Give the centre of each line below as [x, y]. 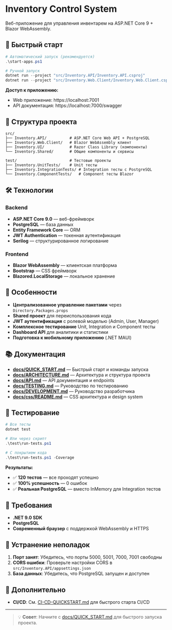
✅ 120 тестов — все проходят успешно [56, 477]
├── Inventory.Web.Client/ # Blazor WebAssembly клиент [68, 142]
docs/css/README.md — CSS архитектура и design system [78, 397]
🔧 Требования [29, 505]
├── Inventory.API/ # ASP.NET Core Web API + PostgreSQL [78, 138]
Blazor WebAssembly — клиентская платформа [65, 265]
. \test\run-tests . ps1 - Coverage [40, 457]
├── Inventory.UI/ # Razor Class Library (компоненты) [76, 147]
